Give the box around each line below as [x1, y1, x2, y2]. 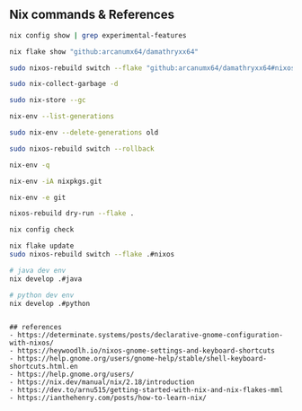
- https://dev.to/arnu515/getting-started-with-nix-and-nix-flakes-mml [9, 386, 283, 395]
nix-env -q [9, 161, 50, 170]
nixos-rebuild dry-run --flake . [9, 209, 135, 218]
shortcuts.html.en [9, 363, 78, 372]
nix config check [9, 225, 75, 234]
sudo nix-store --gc [9, 96, 87, 105]
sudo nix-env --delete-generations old [9, 128, 159, 137]
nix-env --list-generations [9, 112, 115, 121]
